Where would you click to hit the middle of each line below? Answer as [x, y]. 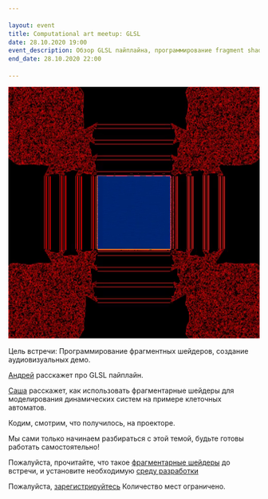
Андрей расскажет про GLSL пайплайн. [76, 374]
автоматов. [27, 407]
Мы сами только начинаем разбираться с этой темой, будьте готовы [126, 438]
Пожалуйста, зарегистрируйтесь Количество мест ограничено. [117, 486]
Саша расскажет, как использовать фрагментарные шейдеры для [121, 390]
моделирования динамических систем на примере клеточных [115, 398]
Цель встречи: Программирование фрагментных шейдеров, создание [128, 350]
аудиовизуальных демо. [49, 359]
